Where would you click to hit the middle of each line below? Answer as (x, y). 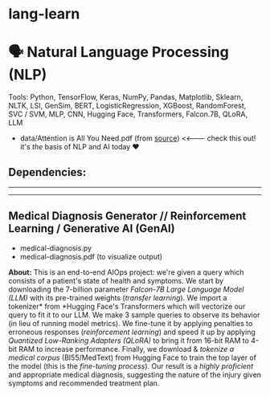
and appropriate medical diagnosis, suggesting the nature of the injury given (135, 374)
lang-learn (44, 14)
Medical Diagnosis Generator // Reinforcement (127, 216)
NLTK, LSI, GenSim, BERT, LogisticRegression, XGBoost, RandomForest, (127, 106)
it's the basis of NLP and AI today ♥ (80, 147)
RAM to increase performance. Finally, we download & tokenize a (127, 349)
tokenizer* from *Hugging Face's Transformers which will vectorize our (127, 306)
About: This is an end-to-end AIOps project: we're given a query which (126, 272)
